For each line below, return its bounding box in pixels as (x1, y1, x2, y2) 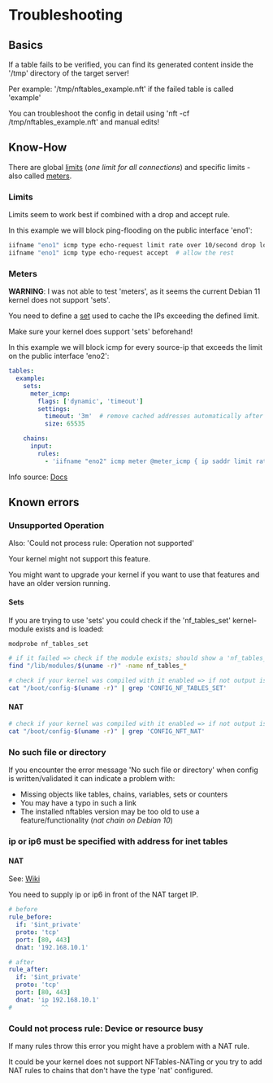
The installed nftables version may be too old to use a (19, 807, 200, 817)
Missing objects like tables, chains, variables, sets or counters (19, 789, 228, 799)
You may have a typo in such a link (19, 798, 136, 808)
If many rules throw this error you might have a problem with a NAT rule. (8, 1041, 250, 1050)
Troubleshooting (8, 6, 123, 24)
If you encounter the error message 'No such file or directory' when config (8, 765, 258, 775)
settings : (37, 404, 71, 413)
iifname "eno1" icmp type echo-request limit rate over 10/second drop (8, 242, 256, 250)
